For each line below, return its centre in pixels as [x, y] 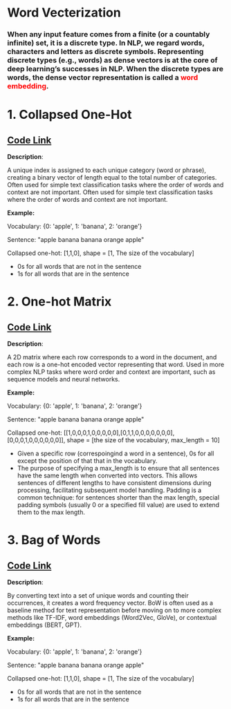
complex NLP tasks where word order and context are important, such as [111, 372]
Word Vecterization [64, 13]
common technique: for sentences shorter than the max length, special [118, 498]
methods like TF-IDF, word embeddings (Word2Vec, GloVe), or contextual [112, 618]
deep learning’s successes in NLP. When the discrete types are [115, 69]
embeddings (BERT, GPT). [44, 625]
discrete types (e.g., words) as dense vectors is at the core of [112, 60]
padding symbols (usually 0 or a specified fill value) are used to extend [118, 505]
